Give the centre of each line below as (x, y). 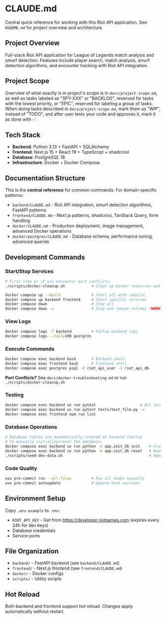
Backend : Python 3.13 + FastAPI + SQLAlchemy (61, 147)
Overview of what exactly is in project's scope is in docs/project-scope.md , (81, 93)
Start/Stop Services (29, 271)
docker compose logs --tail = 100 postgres (48, 336)
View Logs (18, 322)
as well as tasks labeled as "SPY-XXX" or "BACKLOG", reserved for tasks (80, 98)
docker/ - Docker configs (38, 574)
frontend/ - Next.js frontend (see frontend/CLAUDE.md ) (67, 568)
